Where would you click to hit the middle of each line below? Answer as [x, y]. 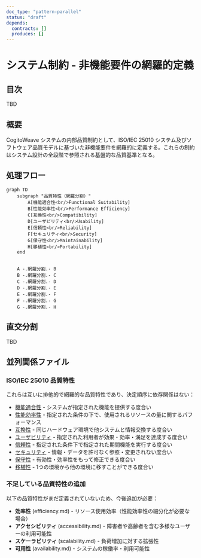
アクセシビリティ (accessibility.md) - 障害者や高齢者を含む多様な [95, 526]
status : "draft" [26, 17]
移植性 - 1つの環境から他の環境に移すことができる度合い [84, 467]
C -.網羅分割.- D [37, 282]
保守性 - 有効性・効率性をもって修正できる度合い [75, 460]
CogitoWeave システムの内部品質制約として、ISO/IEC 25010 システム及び [96, 140]
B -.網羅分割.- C [37, 275]
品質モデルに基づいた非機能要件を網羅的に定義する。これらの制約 [113, 147]
